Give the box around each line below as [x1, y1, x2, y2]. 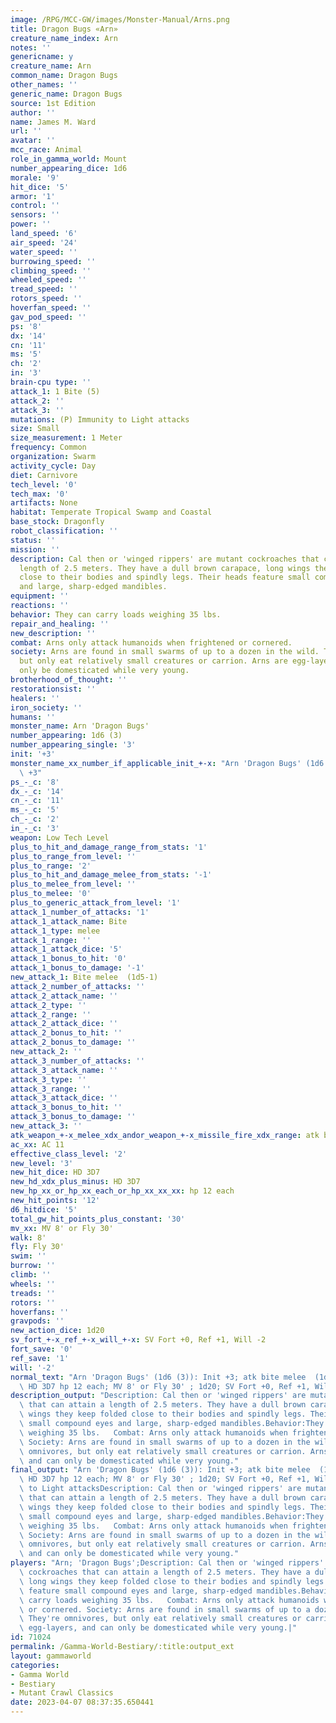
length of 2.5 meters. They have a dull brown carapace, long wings [19, 563, 311, 573]
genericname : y [10, 52, 74, 62]
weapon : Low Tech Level [10, 832, 110, 843]
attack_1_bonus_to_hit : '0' [10, 954, 128, 964]
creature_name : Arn [10, 61, 92, 71]
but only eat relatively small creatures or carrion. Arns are [19, 656, 288, 666]
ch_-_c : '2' [10, 814, 60, 825]
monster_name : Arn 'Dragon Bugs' [10, 721, 150, 731]
